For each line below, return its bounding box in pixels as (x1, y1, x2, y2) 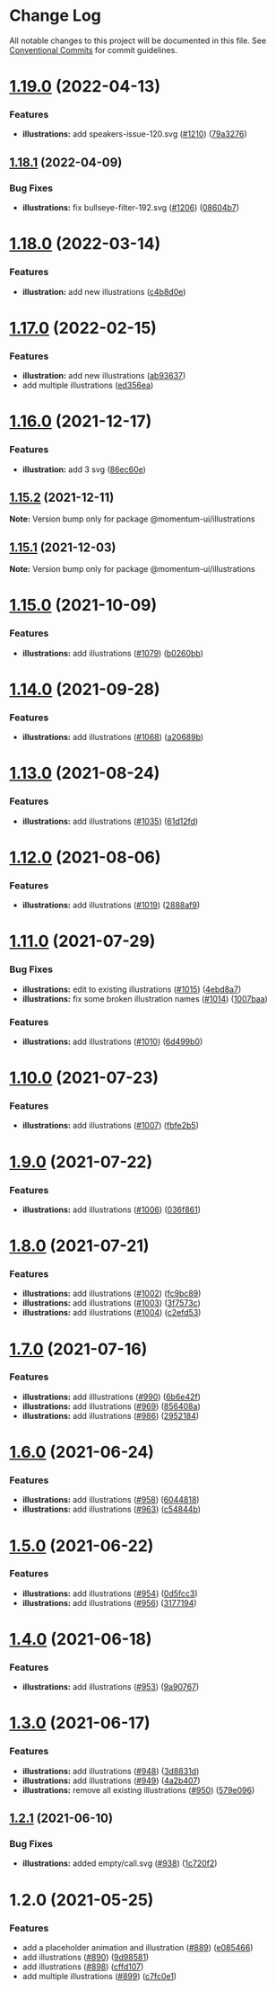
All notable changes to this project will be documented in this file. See (9, 35, 267, 46)
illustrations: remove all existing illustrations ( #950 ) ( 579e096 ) (22, 1784, 255, 1795)
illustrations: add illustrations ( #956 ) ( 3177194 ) (22, 1597, 197, 1608)
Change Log (9, 5, 101, 26)
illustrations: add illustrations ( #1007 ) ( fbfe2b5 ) (22, 1120, 200, 1131)
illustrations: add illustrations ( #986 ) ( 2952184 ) (22, 1410, 200, 1421)
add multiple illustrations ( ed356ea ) (22, 379, 154, 391)
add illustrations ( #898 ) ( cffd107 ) (22, 1961, 144, 1972)
